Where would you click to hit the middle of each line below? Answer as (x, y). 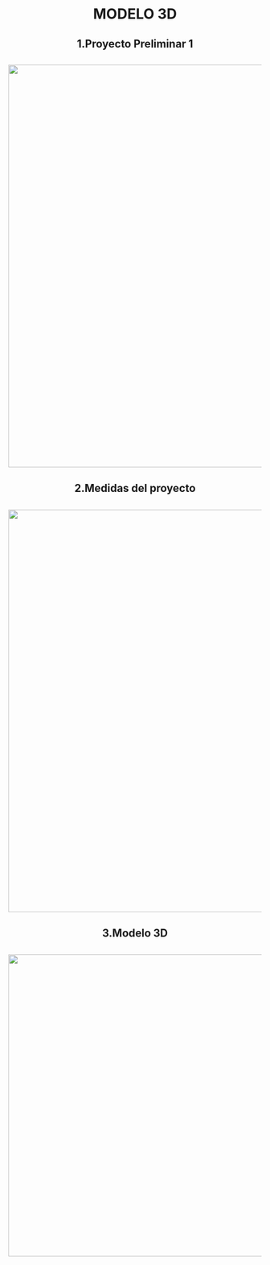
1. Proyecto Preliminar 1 (135, 44)
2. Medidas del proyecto (135, 488)
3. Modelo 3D (135, 934)
